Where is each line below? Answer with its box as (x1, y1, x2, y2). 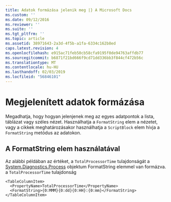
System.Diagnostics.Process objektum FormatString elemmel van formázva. (5, 164, 166, 170)
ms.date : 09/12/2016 (5, 17, 50, 22)
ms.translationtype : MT (5, 60, 56, 65)
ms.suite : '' (5, 27, 33, 32)
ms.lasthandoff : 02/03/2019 (5, 70, 66, 75)
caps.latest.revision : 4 (5, 46, 59, 51)
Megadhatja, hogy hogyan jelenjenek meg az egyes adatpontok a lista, (5, 113, 155, 119)
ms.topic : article (5, 36, 45, 42)
